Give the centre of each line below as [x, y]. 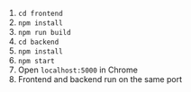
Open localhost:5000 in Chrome [77, 70]
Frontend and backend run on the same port [100, 79]
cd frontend [40, 13]
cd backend [38, 42]
